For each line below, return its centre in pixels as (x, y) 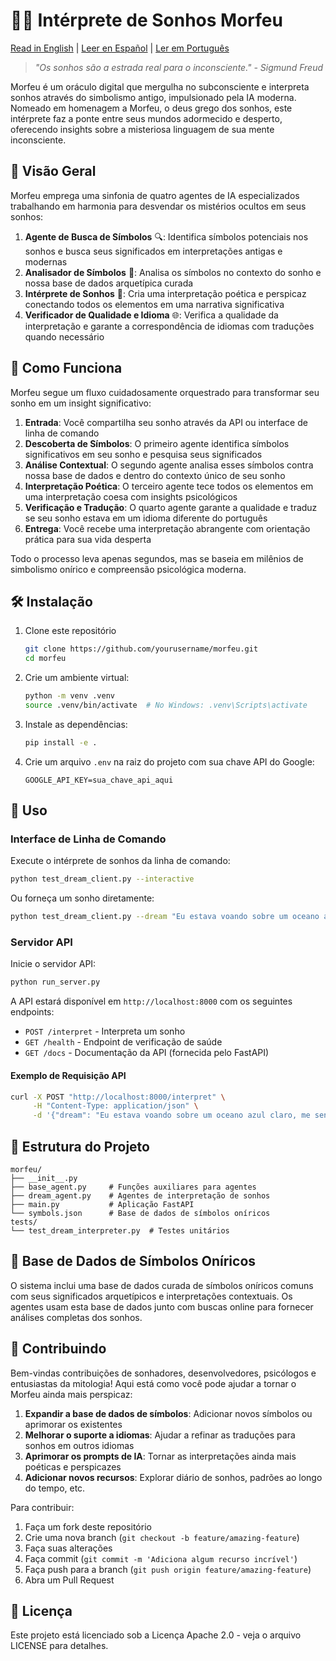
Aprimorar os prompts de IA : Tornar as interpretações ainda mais (160, 1456)
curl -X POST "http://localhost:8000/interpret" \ (118, 1097)
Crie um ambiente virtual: (77, 678)
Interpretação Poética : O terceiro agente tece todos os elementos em (169, 486)
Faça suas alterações (68, 1548)
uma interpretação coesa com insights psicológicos (131, 496)
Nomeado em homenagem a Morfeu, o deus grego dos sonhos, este (151, 108)
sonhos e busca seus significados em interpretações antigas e (153, 251)
